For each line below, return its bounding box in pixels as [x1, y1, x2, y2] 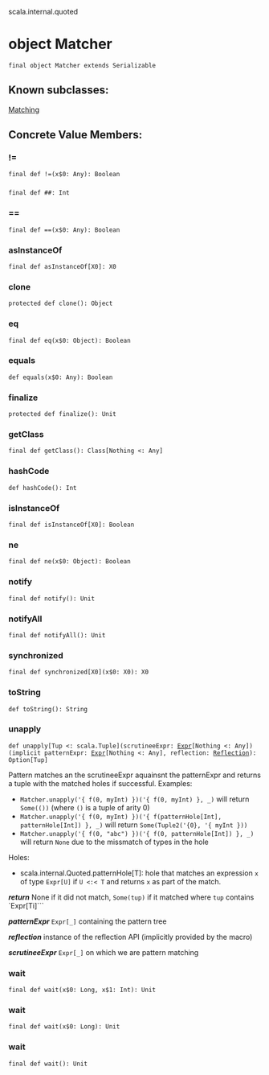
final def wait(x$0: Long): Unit [8, 1023, 120, 1031]
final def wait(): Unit [8, 1060, 88, 1068]
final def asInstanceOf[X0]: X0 [8, 262, 116, 270]
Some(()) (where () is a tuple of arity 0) [19, 802, 150, 812]
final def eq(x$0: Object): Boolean [8, 336, 131, 344]
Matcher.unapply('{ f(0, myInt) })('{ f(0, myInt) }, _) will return [19, 794, 250, 804]
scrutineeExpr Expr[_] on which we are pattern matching [8, 947, 199, 957]
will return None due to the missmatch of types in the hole [19, 837, 209, 846]
